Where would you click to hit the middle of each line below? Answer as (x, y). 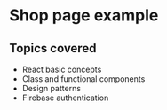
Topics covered (53, 48)
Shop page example (84, 16)
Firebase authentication (65, 98)
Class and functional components (83, 79)
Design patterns (52, 88)
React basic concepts (62, 69)
